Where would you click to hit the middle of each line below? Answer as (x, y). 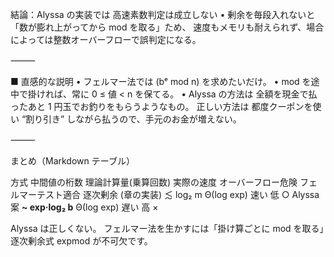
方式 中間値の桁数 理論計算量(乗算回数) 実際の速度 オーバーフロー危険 (154, 182)
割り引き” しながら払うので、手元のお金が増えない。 (133, 119)
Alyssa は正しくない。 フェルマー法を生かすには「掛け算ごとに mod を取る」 (167, 228)
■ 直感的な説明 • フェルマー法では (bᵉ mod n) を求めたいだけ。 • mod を (161, 81)
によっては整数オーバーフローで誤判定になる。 (106, 39)
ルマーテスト (36, 194)
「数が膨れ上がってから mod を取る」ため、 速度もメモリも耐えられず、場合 (167, 27)
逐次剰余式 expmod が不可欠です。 (81, 241)
